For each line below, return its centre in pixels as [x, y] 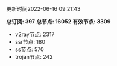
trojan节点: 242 [34, 57]
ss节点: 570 [29, 49]
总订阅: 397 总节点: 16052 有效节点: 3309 [58, 22]
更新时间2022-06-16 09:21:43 [43, 9]
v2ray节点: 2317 [35, 34]
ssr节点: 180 [30, 42]
